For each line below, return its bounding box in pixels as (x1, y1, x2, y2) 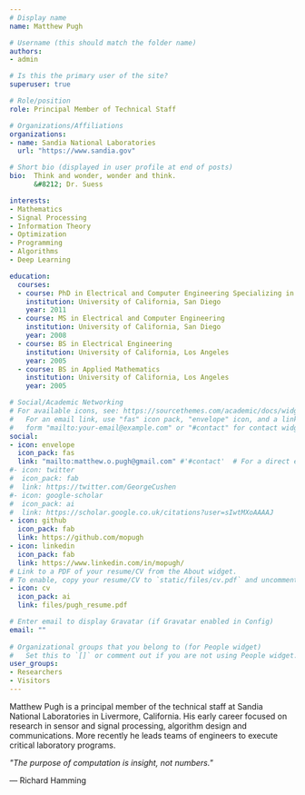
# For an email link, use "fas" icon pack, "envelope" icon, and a (9, 414, 279, 423)
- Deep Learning (9, 255, 71, 264)
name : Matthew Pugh (9, 22, 84, 31)
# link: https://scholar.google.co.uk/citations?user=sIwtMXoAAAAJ (9, 508, 274, 517)
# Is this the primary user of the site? (9, 72, 169, 81)
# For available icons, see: (9, 406, 120, 415)
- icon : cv (9, 583, 51, 593)
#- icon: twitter (9, 465, 75, 475)
